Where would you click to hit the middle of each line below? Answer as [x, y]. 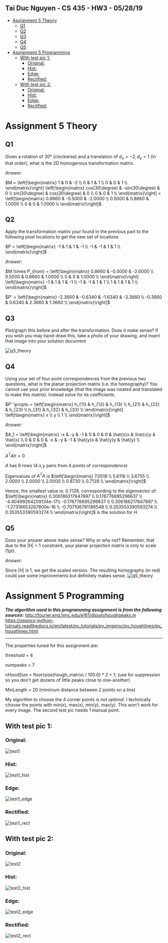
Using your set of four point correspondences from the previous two [75, 379]
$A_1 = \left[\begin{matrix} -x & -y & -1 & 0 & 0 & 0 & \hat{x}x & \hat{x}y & [80, 435]
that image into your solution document [45, 341]
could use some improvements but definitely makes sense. [66, 576]
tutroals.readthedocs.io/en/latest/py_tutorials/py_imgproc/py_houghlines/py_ [84, 626]
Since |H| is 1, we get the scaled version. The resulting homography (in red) [83, 570]
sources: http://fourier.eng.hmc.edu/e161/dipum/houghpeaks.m [71, 615]
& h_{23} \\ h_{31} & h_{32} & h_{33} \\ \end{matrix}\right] [64, 410]
